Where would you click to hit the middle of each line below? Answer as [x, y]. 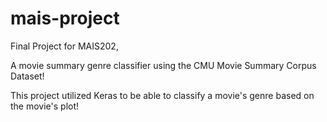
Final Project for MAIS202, [64, 46]
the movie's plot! [45, 106]
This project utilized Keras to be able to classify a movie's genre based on [162, 95]
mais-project [65, 18]
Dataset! [27, 76]
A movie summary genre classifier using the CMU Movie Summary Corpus [163, 65]
